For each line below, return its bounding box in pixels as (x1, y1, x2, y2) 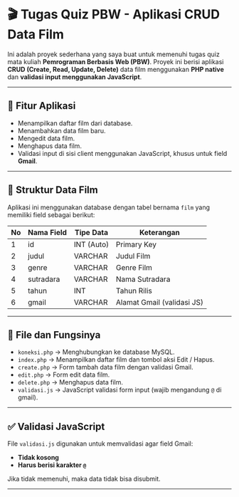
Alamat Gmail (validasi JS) (116, 297, 204, 307)
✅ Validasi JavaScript (7, 420, 105, 432)
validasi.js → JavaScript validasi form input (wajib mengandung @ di (17, 386, 222, 394)
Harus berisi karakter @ (17, 461, 87, 469)
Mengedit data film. (17, 134, 75, 142)
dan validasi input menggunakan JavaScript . (7, 73, 142, 81)
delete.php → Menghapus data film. (17, 378, 123, 387)
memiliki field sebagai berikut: (7, 210, 95, 219)
